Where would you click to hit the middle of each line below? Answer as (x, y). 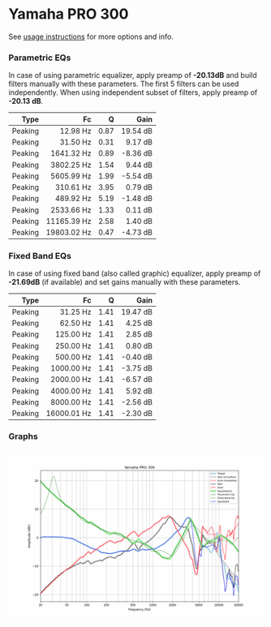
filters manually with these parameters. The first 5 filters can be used (124, 84)
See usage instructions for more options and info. (91, 37)
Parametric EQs (40, 58)
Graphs (23, 436)
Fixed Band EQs (40, 256)
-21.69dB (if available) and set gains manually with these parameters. (125, 282)
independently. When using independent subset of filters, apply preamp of (133, 92)
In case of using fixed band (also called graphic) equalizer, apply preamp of (135, 273)
